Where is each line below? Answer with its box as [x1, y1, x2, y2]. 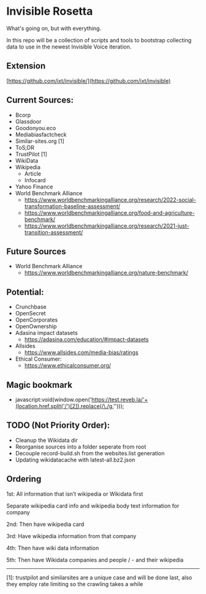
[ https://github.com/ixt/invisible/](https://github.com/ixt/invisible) [6, 77, 171, 84]
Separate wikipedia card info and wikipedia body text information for [6, 502, 180, 509]
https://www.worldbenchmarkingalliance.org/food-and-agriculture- [24, 209, 195, 216]
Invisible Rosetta [6, 4, 93, 18]
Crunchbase [15, 303, 47, 310]
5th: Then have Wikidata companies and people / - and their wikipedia [6, 556, 184, 563]
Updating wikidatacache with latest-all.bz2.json [15, 456, 135, 463]
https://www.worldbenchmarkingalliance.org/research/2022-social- [24, 196, 196, 203]
